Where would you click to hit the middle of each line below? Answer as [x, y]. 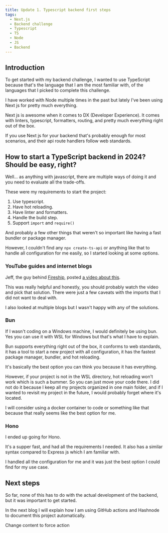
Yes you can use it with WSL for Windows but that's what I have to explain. [82, 336]
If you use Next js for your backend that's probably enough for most [75, 136]
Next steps [23, 483]
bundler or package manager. [36, 238]
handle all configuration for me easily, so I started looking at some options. [82, 253]
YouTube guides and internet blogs [49, 266]
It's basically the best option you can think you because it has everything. [81, 367]
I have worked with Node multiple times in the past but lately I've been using [84, 100]
